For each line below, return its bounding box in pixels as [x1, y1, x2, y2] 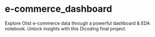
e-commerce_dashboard [5, 3, 113, 15]
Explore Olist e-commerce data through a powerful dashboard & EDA [5, 20, 150, 26]
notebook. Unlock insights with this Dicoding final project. [5, 25, 126, 31]
